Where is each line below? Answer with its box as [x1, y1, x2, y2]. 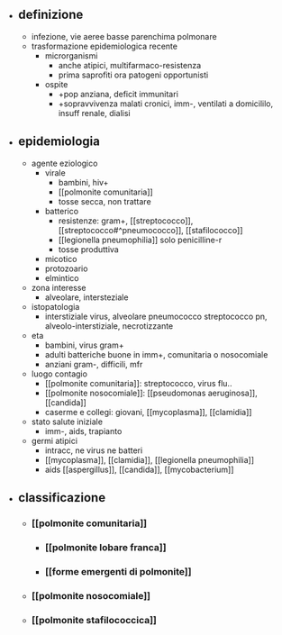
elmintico [44, 272, 79, 283]
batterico [44, 205, 79, 216]
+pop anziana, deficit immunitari [58, 88, 178, 99]
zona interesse [31, 282, 86, 293]
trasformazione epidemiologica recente [31, 41, 178, 51]
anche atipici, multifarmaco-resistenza [58, 59, 202, 70]
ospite [44, 78, 68, 89]
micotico [44, 253, 77, 264]
